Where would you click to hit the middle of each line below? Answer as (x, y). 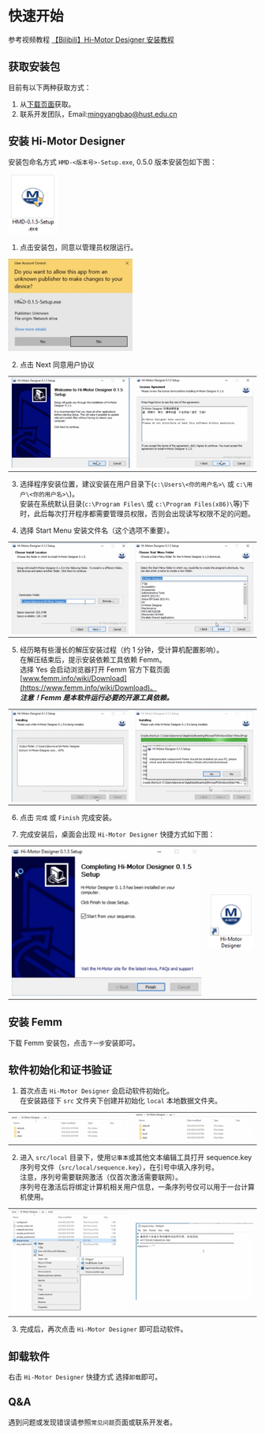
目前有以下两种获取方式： (50, 87)
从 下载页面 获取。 (47, 104)
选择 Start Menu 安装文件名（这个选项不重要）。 (97, 530)
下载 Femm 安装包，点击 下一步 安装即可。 (74, 1043)
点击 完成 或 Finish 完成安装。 (68, 818)
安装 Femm (35, 1022)
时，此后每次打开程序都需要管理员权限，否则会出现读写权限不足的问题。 (137, 513)
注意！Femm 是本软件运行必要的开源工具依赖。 (96, 698)
